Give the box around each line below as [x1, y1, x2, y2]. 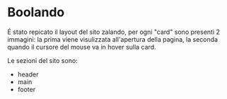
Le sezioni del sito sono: [7, 56, 78, 64]
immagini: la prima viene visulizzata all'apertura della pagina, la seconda [7, 35, 218, 43]
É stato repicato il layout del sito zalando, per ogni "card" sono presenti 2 [7, 28, 221, 36]
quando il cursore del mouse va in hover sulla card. [7, 42, 157, 51]
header [17, 70, 39, 78]
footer [17, 85, 36, 93]
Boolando [7, 4, 65, 21]
